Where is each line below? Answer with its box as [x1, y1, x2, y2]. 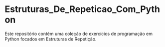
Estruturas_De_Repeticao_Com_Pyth [4, 3, 161, 15]
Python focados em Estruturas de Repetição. [4, 36, 97, 42]
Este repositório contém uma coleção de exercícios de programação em [4, 30, 153, 36]
